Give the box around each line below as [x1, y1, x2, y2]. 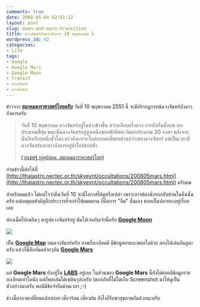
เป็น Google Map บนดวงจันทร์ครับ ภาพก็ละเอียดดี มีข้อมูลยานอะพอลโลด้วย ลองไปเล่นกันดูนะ [6, 239, 193, 246]
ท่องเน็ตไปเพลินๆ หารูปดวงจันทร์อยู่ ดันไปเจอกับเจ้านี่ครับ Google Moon [6, 216, 152, 223]
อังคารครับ [6, 109, 27, 116]
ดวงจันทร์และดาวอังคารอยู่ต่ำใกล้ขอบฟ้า [20, 142, 97, 149]
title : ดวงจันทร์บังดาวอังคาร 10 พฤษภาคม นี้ [6, 31, 94, 37]
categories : [6, 42, 36, 48]
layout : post [6, 20, 39, 26]
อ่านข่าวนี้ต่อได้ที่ [6, 165, 38, 173]
